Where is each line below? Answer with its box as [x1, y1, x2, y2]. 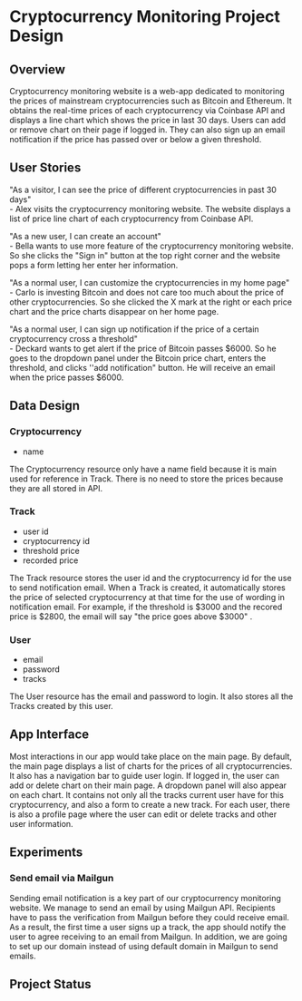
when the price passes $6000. [9, 372, 124, 383]
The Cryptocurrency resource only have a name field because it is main [9, 463, 277, 474]
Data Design [9, 398, 80, 413]
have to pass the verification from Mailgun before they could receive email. [9, 911, 290, 922]
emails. [9, 950, 36, 961]
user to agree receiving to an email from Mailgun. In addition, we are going [9, 931, 287, 942]
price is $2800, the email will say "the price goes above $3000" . [9, 610, 253, 622]
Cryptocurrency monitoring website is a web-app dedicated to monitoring [9, 86, 286, 96]
